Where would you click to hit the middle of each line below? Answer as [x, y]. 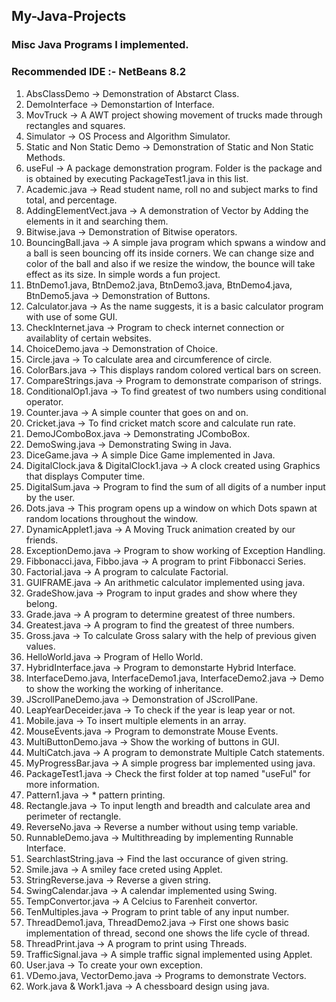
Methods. [45, 157]
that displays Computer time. [85, 476]
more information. [62, 784]
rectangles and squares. [75, 125]
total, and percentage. [71, 200]
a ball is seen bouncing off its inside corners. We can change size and [170, 253]
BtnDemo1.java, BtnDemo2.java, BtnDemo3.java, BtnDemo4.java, [159, 285]
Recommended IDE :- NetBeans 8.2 [98, 72]
